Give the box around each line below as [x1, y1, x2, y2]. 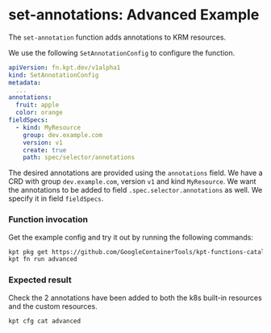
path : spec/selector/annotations [23, 153, 135, 162]
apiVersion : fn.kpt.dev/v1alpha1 [8, 63, 121, 72]
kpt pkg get [8, 248, 48, 256]
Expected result [8, 274, 72, 285]
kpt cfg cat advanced [8, 317, 81, 325]
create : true [23, 146, 67, 154]
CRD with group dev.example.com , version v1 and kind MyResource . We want [8, 177, 256, 186]
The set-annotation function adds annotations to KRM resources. [8, 32, 227, 42]
